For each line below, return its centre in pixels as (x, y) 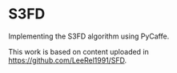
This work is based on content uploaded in (79, 51)
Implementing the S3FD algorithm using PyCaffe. (89, 36)
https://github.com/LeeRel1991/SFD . (68, 60)
